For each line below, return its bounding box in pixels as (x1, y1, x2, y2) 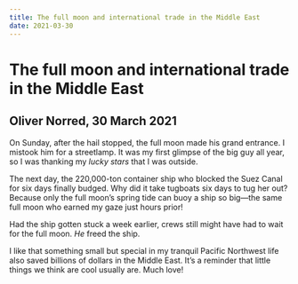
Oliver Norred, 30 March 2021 (9, 114, 178, 129)
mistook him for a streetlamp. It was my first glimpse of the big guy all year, (9, 146, 285, 157)
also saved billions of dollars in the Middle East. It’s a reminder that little (9, 255, 271, 265)
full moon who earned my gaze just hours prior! (9, 201, 184, 212)
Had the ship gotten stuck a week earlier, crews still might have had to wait (9, 218, 284, 229)
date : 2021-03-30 (9, 21, 74, 30)
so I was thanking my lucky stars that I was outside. (9, 156, 198, 167)
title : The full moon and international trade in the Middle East (9, 12, 261, 22)
